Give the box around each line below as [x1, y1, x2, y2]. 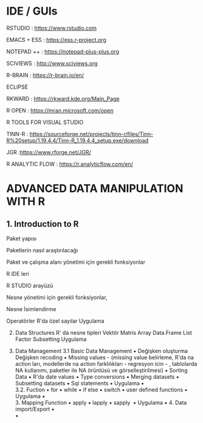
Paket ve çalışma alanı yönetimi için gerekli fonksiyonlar [6, 258, 146, 266]
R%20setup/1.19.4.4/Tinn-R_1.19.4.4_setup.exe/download [6, 137, 149, 144]
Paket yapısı [6, 235, 37, 242]
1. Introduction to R [6, 219, 79, 229]
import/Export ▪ [15, 405, 55, 413]
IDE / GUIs [6, 4, 58, 18]
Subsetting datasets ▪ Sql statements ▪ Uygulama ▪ [15, 379, 145, 387]
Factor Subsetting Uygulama [15, 335, 87, 343]
